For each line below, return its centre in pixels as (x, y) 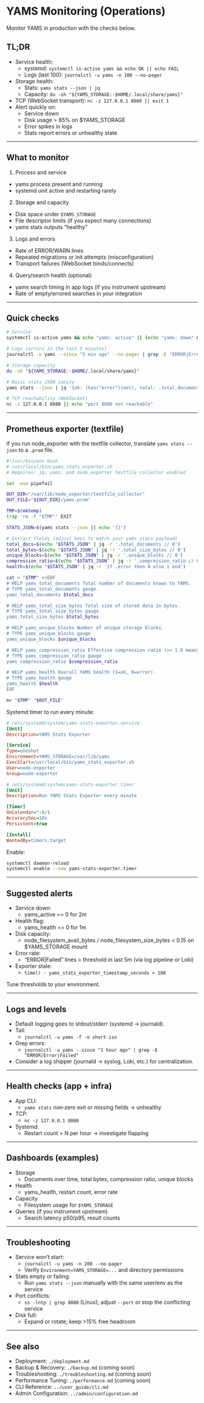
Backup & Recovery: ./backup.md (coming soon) (75, 1368)
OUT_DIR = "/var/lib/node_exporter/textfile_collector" (76, 494)
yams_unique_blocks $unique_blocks (51, 639)
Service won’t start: (39, 1257)
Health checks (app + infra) (59, 1086)
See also (23, 1346)
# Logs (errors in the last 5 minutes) (57, 349)
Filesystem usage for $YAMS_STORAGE (69, 1205)
